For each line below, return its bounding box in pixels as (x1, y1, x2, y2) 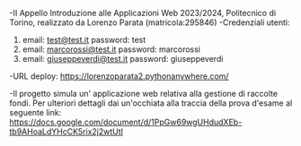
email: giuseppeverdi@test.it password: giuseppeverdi (22, 54, 224, 64)
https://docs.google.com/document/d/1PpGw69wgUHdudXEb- (9, 116, 243, 127)
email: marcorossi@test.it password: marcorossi (22, 44, 200, 55)
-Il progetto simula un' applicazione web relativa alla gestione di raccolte (9, 89, 279, 99)
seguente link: (9, 107, 62, 117)
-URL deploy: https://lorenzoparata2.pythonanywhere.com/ (9, 71, 229, 82)
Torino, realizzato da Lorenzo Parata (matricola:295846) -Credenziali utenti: (9, 17, 290, 28)
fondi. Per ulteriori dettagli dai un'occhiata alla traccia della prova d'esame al (9, 98, 293, 108)
